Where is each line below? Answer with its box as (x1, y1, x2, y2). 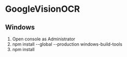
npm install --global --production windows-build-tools (12, 41, 123, 47)
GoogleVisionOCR (5, 3, 80, 15)
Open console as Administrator (12, 36, 75, 42)
